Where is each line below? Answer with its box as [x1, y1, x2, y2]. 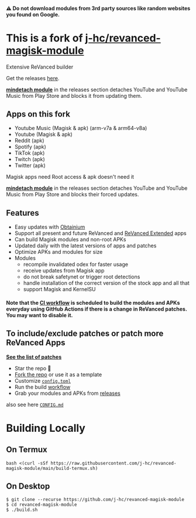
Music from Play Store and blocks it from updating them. [6, 92, 142, 99]
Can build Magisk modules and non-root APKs [14, 236, 126, 243]
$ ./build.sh [6, 507, 38, 513]
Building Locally [6, 421, 86, 435]
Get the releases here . [6, 74, 60, 81]
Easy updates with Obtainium [14, 223, 85, 231]
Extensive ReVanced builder [6, 63, 74, 70]
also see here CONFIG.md [6, 401, 64, 408]
